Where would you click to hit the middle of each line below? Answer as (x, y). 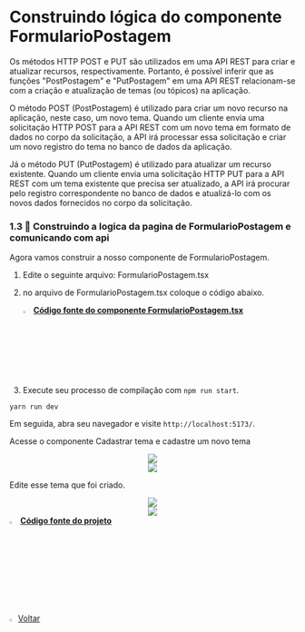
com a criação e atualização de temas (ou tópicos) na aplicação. (130, 90)
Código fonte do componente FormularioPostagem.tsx (138, 311)
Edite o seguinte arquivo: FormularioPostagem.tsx (116, 275)
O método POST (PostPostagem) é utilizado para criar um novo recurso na (149, 108)
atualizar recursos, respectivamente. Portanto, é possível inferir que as (142, 71)
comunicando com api (59, 237)
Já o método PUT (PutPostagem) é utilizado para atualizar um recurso (141, 164)
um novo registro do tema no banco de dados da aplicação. (121, 146)
